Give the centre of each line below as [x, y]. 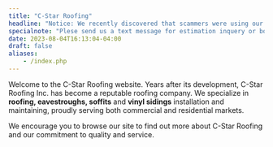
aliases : [23, 54]
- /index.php [45, 62]
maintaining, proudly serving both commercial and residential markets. [126, 110]
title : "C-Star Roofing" [50, 16]
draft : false [30, 46]
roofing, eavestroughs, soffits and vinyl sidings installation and [117, 102]
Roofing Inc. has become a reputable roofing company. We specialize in [129, 93]
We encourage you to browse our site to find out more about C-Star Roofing [136, 126]
